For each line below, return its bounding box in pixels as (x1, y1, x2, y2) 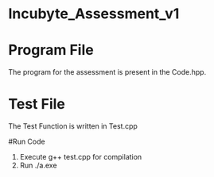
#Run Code (8, 137, 45, 147)
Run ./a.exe (19, 160, 57, 171)
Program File (8, 41, 94, 60)
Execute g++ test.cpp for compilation (19, 152, 142, 162)
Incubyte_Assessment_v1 (8, 5, 180, 23)
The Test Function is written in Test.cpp (8, 121, 138, 131)
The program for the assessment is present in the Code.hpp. (8, 67, 207, 77)
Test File (8, 95, 66, 114)
